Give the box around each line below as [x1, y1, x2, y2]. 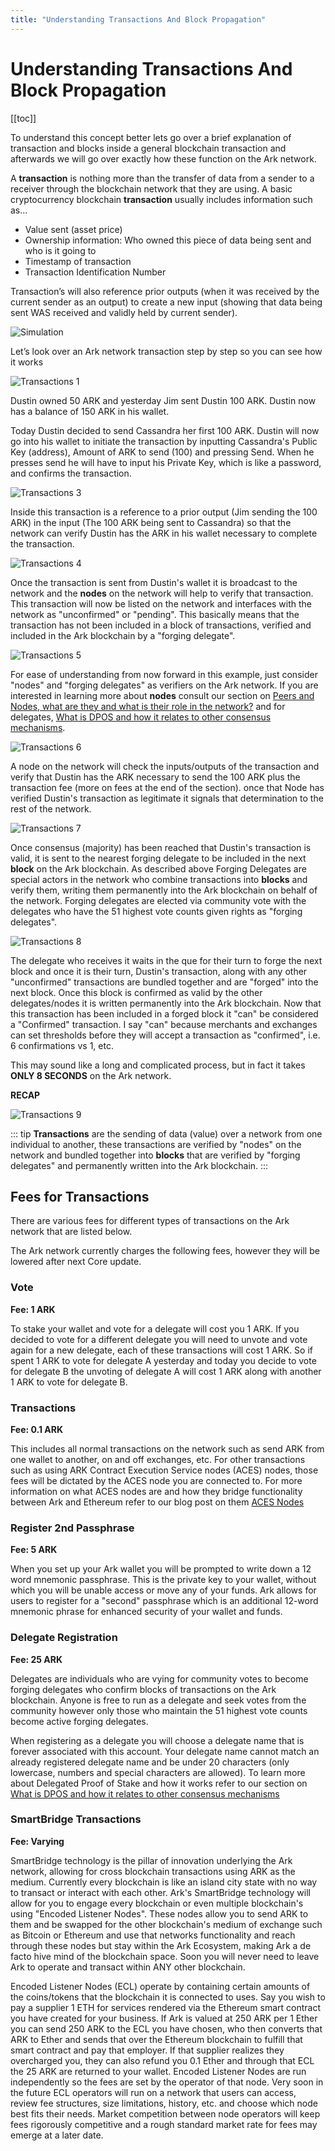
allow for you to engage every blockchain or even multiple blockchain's [10, 1897, 304, 1909]
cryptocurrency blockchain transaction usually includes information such [10, 193, 313, 205]
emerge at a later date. [10, 2129, 104, 2141]
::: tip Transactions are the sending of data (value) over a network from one [10, 1127, 323, 1140]
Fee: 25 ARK [10, 1653, 63, 1665]
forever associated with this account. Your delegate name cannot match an [10, 1745, 320, 1757]
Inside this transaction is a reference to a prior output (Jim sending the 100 [10, 506, 318, 518]
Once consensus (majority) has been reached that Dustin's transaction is [10, 841, 312, 853]
